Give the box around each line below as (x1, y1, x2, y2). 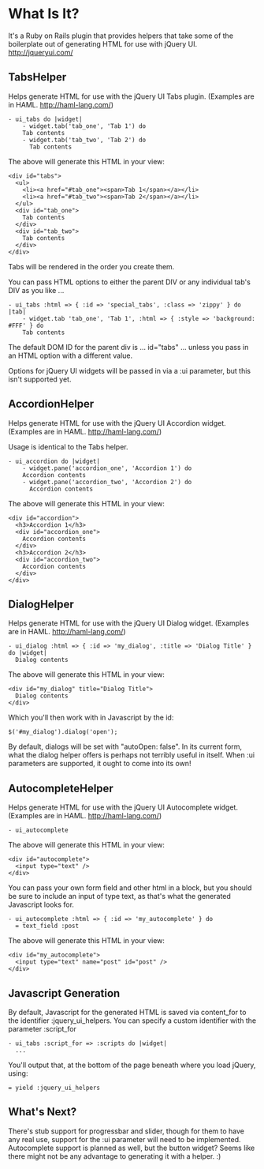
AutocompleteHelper (8, 781, 114, 795)
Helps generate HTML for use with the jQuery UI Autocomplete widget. (8, 803, 239, 812)
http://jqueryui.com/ (8, 47, 73, 57)
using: (8, 1069, 28, 1078)
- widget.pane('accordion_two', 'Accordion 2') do (22, 478, 192, 486)
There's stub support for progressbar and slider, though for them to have (8, 1126, 245, 1136)
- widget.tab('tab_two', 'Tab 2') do (22, 136, 147, 144)
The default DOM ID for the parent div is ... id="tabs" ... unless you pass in (8, 342, 249, 351)
